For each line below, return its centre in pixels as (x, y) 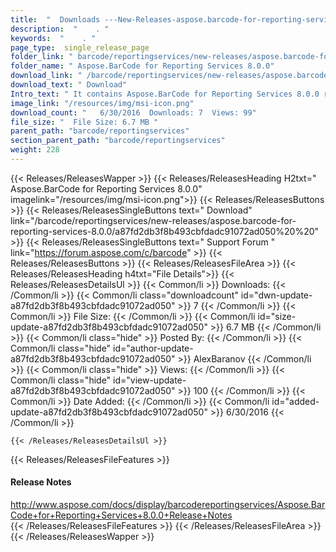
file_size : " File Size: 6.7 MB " (84, 122)
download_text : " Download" (69, 85)
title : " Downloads (55, 19)
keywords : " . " (53, 38)
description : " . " (60, 29)
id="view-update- (150, 380)
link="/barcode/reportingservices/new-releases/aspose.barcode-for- (153, 220)
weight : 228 (35, 150)
